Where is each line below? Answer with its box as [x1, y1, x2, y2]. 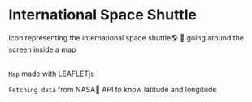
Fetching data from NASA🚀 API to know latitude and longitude [8, 84, 217, 94]
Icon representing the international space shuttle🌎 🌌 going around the [8, 32, 245, 42]
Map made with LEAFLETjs [8, 69, 95, 79]
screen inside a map [8, 45, 76, 54]
